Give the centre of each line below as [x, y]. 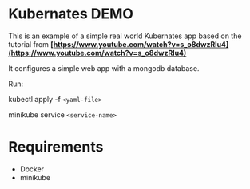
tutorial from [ [31, 44]
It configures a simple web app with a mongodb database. [104, 68]
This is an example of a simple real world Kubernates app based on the [125, 36]
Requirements [56, 147]
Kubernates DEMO [71, 14]
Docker [32, 169]
